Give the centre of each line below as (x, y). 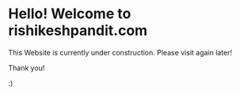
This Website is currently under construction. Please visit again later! (120, 52)
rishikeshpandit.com (78, 30)
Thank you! (27, 67)
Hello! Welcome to (70, 14)
